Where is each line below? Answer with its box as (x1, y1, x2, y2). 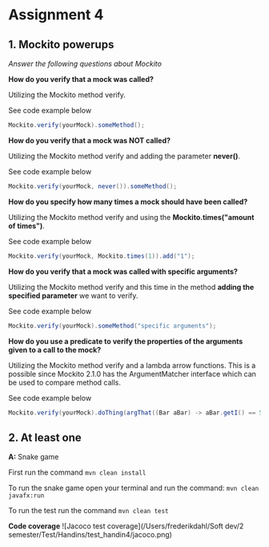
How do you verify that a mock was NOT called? (8, 135, 171, 145)
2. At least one (8, 431, 82, 444)
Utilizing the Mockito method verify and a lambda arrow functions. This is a (8, 360, 256, 370)
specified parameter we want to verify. (8, 291, 139, 300)
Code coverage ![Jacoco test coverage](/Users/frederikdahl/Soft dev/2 (8, 521, 244, 531)
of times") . (8, 221, 46, 231)
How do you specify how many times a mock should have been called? (8, 197, 248, 206)
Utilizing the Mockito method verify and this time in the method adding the (8, 282, 255, 292)
